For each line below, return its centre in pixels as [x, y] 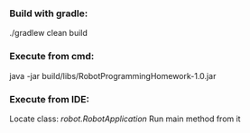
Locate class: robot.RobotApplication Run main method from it [125, 119]
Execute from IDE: [50, 99]
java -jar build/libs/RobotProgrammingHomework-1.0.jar [113, 75]
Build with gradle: [49, 13]
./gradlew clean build [49, 33]
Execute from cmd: [52, 57]
